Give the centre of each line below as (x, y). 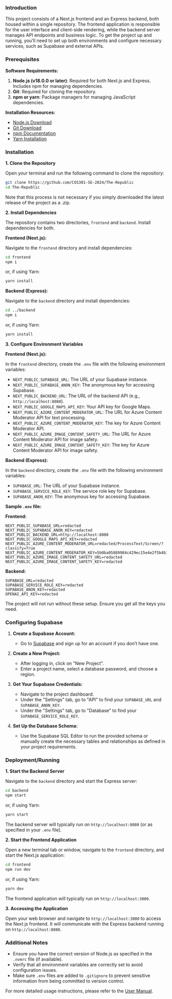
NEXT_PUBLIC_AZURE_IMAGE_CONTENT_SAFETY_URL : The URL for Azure (82, 434)
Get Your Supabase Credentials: (48, 684)
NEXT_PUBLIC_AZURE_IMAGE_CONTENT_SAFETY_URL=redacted (64, 557)
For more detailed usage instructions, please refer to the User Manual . (79, 991)
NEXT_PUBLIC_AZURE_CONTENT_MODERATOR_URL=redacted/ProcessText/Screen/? (84, 544)
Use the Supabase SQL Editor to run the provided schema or (84, 736)
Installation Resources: (30, 112)
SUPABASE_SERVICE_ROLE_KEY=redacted (44, 585)
